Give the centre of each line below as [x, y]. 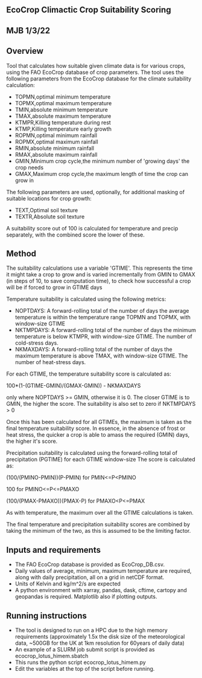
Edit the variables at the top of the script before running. [85, 669]
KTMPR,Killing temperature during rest [63, 122]
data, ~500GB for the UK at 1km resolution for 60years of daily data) [100, 643]
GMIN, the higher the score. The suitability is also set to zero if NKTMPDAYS [101, 404]
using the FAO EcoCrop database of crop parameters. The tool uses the [95, 72]
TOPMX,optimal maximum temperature [63, 103]
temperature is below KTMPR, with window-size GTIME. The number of [104, 337]
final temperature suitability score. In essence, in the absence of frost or [96, 428]
